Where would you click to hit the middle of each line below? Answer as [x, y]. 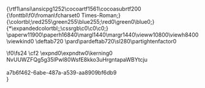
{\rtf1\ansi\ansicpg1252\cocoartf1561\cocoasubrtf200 [74, 9]
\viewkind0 [20, 41]
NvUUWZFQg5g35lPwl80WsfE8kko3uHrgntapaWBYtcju [77, 60]
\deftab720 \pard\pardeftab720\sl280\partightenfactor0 [106, 41]
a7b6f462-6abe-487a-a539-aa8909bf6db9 [61, 72]
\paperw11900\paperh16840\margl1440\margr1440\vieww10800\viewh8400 [102, 35]
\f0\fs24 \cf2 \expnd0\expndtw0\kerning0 [60, 53]
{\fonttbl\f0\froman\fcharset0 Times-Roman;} [64, 15]
